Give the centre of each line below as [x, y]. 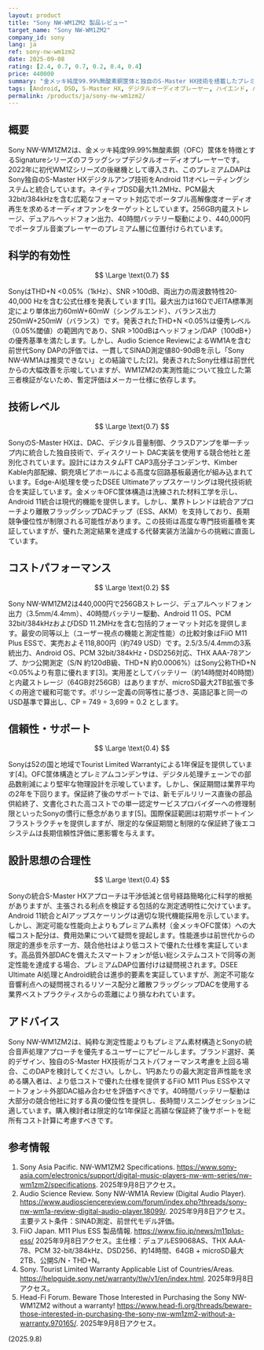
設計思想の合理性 [49, 860]
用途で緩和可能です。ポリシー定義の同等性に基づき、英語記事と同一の [135, 692]
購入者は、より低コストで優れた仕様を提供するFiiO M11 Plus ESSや [129, 1080]
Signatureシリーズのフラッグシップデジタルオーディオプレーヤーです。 [129, 160]
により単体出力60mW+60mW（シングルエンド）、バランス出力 [115, 310]
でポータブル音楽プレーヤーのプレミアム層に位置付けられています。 [118, 229]
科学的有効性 [39, 256]
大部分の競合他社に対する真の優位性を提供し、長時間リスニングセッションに [132, 1100]
